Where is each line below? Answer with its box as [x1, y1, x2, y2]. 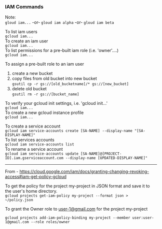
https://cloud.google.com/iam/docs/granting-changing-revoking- [19, 169, 149, 174]
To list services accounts [5, 137, 54, 143]
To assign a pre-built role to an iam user [5, 61, 84, 67]
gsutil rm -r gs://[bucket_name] [12, 92, 80, 97]
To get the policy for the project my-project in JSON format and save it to [5, 183, 150, 189]
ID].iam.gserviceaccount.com [5, 156, 64, 160]
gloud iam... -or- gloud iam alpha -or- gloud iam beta [5, 19, 114, 25]
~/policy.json [5, 198, 34, 202]
